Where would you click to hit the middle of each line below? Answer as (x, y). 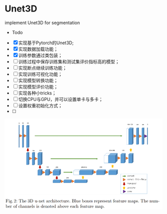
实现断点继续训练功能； (43, 68)
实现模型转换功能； (38, 80)
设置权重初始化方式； (40, 105)
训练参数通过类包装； (40, 55)
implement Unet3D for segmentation (42, 23)
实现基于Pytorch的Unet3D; (46, 43)
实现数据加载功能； (38, 49)
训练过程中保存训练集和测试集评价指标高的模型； (69, 61)
